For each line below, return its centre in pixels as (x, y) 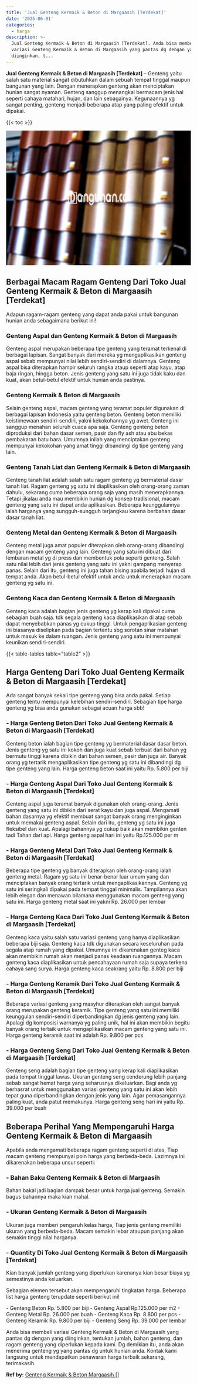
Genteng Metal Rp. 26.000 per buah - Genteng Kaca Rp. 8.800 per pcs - (94, 1314)
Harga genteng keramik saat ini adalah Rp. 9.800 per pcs (75, 1035)
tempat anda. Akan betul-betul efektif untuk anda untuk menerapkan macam (98, 577)
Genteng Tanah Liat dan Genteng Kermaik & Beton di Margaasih (98, 467)
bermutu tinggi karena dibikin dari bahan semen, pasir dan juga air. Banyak (96, 756)
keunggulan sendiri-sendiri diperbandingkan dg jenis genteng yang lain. (93, 1016)
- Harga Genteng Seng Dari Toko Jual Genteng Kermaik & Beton (98, 1050)
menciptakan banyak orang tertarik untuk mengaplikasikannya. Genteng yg (97, 883)
